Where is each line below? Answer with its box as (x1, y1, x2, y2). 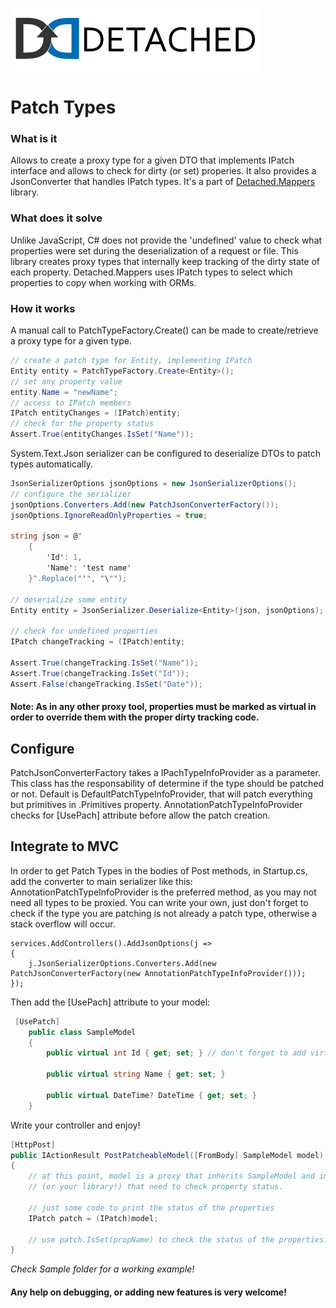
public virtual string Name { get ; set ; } (46, 1069, 226, 1080)
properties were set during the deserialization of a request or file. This (10, 244, 299, 257)
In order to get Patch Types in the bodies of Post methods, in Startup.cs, (10, 864, 308, 877)
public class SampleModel (28, 1027, 137, 1037)
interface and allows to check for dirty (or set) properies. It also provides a (10, 165, 317, 177)
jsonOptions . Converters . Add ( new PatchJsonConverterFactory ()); (10, 499, 280, 510)
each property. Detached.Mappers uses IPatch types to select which (10, 266, 293, 278)
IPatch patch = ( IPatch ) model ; (28, 1213, 159, 1223)
